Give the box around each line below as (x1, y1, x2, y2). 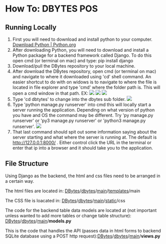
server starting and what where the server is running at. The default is (12, 134, 157, 140)
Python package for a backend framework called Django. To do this (12, 52, 152, 58)
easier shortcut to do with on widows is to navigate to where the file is (12, 79, 157, 85)
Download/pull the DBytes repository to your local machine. (12, 63, 135, 69)
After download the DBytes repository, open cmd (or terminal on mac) (12, 68, 156, 74)
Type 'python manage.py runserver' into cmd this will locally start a (12, 101, 151, 107)
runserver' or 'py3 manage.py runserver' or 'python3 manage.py (12, 117, 146, 124)
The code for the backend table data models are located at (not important (5, 207, 157, 213)
